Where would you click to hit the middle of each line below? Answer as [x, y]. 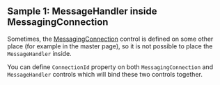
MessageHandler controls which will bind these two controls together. [105, 74]
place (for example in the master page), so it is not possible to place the [110, 46]
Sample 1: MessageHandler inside [82, 11]
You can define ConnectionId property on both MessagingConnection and [110, 67]
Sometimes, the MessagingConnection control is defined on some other [110, 39]
